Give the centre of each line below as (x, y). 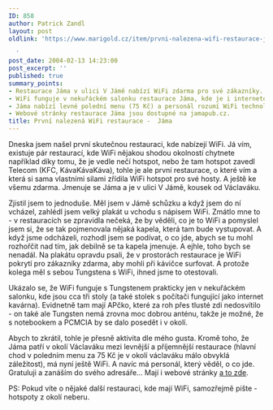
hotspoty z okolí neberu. (49, 397)
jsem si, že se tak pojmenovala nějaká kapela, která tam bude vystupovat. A (135, 229)
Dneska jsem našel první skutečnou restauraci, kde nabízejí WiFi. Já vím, (130, 144)
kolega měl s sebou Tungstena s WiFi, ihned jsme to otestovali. (113, 272)
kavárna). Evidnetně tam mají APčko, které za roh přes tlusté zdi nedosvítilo (135, 305)
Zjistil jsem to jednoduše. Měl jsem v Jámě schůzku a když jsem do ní (125, 203)
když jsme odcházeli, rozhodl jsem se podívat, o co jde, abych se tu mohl (131, 237)
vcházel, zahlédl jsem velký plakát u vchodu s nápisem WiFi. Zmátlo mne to (134, 211)
